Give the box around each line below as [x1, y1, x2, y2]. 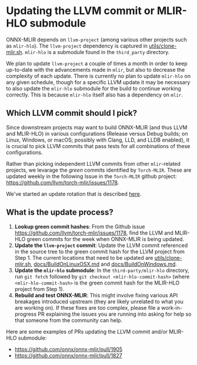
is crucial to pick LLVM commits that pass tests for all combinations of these [6, 142, 191, 149]
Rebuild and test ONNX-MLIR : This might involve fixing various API [14, 292, 178, 299]
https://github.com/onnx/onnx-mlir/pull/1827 [14, 351, 122, 359]
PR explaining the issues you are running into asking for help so [38, 310, 192, 317]
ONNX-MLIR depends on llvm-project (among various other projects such [6, 36, 187, 43]
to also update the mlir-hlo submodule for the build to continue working [6, 85, 181, 92]
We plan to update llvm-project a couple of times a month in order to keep [6, 60, 188, 67]
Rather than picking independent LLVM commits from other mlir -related [6, 160, 181, 167]
